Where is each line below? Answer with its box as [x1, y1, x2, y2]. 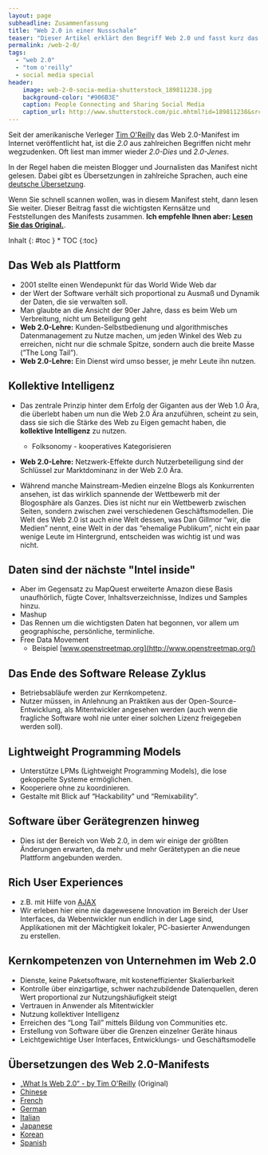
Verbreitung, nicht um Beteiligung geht [19, 313, 148, 323]
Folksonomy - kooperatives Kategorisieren [31, 441, 171, 451]
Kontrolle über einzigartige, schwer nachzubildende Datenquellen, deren [19, 984, 258, 993]
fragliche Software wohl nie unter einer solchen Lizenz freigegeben [19, 713, 242, 723]
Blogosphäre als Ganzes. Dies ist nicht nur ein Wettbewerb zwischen [19, 498, 246, 507]
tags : [8, 49, 26, 57]
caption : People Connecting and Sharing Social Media [22, 101, 205, 108]
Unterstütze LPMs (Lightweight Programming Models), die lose [19, 767, 227, 776]
